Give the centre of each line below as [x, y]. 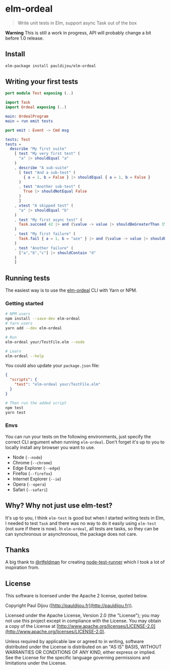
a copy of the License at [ [32, 626]
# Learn [13, 351]
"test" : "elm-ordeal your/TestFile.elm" [57, 385]
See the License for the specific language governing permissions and [78, 658]
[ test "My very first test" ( [47, 154]
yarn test [16, 412]
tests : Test [18, 139]
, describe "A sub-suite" [42, 168]
